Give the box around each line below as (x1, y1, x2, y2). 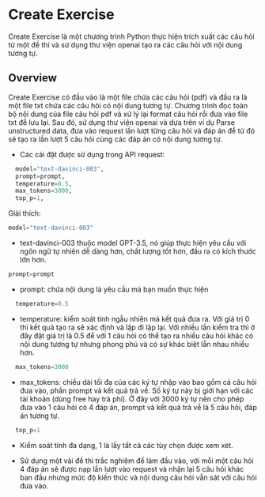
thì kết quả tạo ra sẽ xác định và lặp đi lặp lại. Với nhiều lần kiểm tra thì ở (19, 322, 256, 332)
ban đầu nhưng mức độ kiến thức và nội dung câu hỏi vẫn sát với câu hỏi (19, 473, 257, 482)
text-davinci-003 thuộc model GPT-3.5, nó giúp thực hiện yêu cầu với (19, 239, 247, 247)
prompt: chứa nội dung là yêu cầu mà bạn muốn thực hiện (19, 284, 209, 294)
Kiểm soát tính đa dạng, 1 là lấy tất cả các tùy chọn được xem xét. (19, 440, 233, 450)
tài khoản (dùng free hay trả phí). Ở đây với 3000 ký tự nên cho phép (19, 393, 244, 404)
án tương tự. (19, 411, 60, 420)
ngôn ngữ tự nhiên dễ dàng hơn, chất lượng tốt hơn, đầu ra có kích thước (19, 247, 257, 256)
